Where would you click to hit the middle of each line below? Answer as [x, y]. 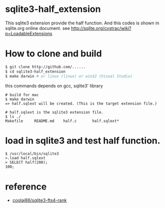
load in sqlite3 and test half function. [83, 141]
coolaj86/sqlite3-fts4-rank [40, 201]
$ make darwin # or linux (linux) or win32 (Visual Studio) [69, 76]
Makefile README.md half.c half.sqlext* [62, 121]
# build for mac [22, 95]
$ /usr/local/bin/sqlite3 [32, 154]
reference [26, 186]
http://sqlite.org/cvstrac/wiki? [101, 28]
